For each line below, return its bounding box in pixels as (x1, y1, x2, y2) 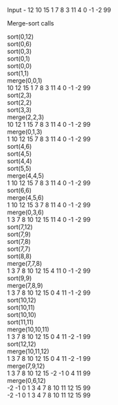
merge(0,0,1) (7, 76, 43, 85)
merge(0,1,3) (7, 127, 43, 136)
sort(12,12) (7, 340, 36, 348)
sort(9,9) (7, 274, 32, 282)
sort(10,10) (7, 311, 36, 319)
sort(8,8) (7, 252, 32, 260)
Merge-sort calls (7, 19, 54, 27)
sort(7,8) (7, 238, 31, 245)
